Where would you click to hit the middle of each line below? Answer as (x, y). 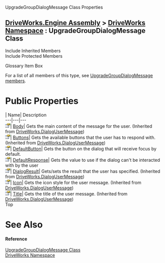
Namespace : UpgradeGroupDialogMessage (75, 31)
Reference (16, 239)
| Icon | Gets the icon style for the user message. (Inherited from (76, 182)
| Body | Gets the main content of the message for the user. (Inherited (81, 126)
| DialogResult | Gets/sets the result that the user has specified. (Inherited (85, 171)
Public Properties (42, 101)
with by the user (22, 165)
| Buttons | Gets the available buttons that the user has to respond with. (83, 137)
